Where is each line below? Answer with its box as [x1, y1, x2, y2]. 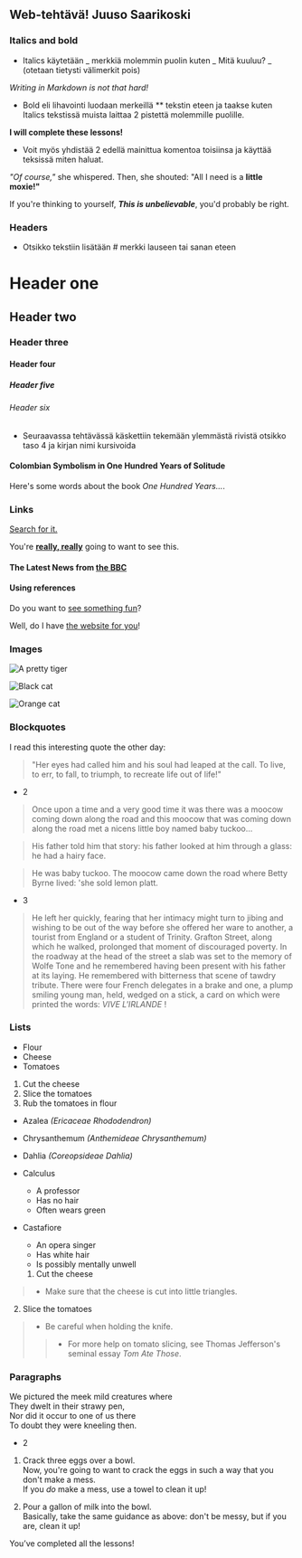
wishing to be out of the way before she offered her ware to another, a [31, 921, 294, 932]
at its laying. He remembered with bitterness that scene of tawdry [31, 969, 277, 980]
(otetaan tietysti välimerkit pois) [22, 64, 141, 75]
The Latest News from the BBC [9, 562, 127, 572]
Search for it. [9, 524, 58, 534]
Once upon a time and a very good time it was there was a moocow [31, 804, 283, 815]
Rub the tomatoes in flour [22, 1098, 118, 1109]
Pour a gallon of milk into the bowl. [22, 1501, 152, 1513]
